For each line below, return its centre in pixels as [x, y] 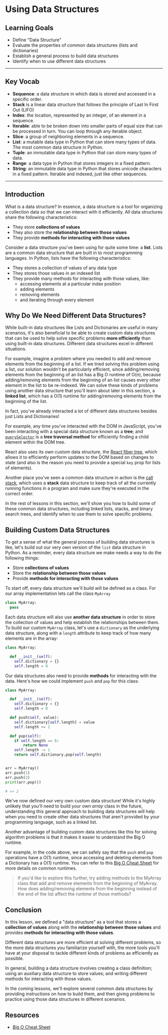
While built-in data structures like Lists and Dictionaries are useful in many [81, 328]
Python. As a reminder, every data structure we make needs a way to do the [83, 553]
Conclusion [23, 910]
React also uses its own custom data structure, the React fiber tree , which [81, 452]
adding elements [37, 289]
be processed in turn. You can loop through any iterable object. [77, 131]
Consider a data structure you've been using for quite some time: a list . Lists [84, 247]
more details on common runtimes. [41, 868]
